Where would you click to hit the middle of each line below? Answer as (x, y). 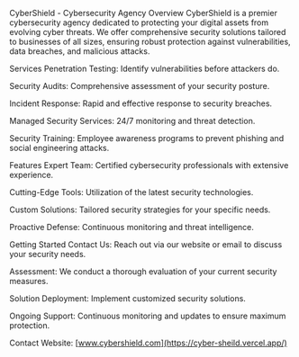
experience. (32, 175)
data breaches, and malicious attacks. (80, 51)
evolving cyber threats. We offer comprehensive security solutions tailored (148, 32)
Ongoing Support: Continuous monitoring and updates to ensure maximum (148, 316)
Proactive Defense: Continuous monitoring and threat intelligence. (132, 227)
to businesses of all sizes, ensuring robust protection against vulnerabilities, (150, 41)
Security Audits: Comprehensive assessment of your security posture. (140, 86)
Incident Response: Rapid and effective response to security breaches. (141, 103)
